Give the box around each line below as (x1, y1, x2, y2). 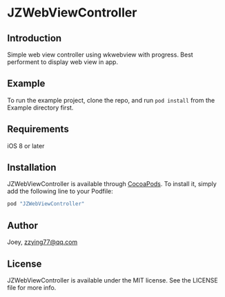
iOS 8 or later (7, 141, 45, 150)
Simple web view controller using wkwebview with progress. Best (7, 50, 193, 59)
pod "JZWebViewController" (7, 201, 85, 207)
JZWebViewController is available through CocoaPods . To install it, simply (7, 180, 217, 188)
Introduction (7, 32, 62, 44)
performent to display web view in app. (7, 58, 119, 66)
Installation (7, 162, 57, 174)
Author (7, 219, 38, 232)
